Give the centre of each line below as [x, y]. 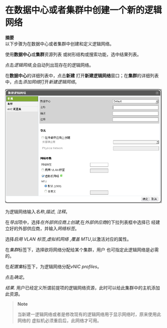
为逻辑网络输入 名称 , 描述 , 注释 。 [38, 212]
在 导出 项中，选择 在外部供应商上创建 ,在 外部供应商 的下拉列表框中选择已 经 [80, 222]
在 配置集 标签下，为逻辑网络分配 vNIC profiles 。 [53, 267]
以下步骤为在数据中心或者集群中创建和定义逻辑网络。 [60, 43]
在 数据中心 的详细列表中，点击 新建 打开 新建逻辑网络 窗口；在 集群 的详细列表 [82, 75]
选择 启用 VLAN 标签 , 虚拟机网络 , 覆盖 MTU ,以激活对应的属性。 [68, 239]
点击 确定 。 [16, 277]
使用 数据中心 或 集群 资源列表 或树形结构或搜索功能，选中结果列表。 [73, 54]
